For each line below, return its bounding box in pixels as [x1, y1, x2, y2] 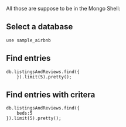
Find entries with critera [6, 90, 96, 100]
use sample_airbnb [6, 37, 51, 43]
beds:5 [16, 111, 33, 116]
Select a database [6, 22, 73, 32]
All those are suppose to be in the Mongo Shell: [6, 5, 121, 12]
